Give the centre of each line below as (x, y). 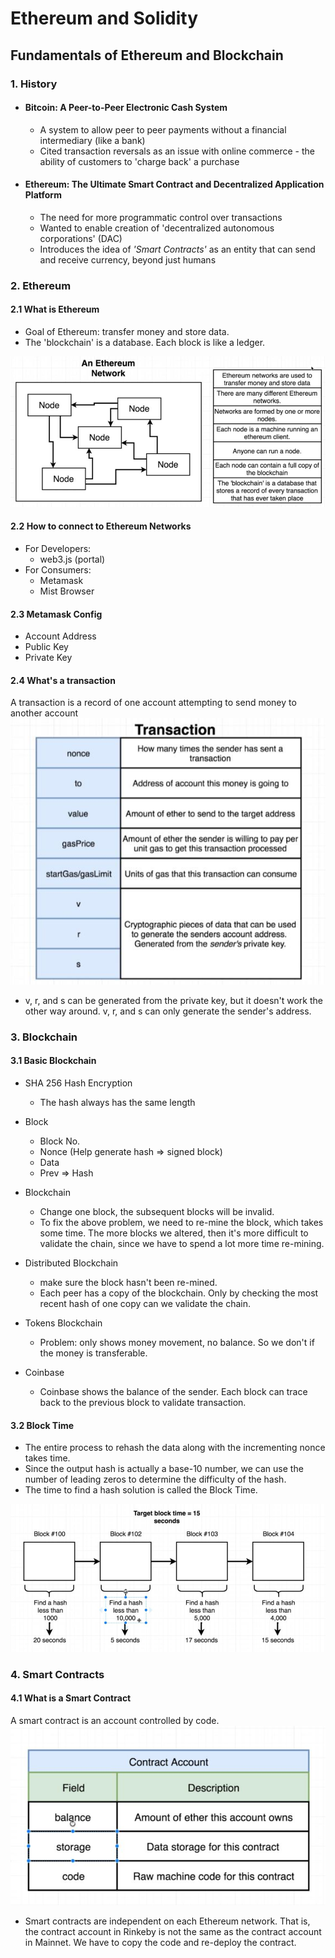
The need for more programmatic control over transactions (161, 217)
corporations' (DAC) (81, 238)
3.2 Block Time (42, 1425)
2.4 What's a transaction (63, 680)
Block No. (60, 1141)
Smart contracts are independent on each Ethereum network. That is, (167, 1921)
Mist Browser (67, 591)
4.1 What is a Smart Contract (71, 1698)
